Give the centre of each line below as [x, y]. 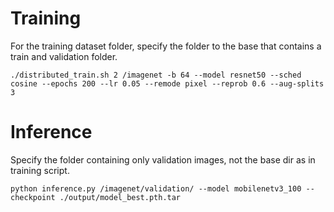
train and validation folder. [64, 56]
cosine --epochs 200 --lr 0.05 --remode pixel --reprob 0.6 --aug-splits [167, 83]
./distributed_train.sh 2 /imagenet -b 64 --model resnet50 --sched [156, 75]
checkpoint [33, 197]
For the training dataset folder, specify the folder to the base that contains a [166, 46]
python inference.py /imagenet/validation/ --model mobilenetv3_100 [156, 188]
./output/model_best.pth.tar [120, 197]
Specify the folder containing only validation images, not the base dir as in [163, 159]
